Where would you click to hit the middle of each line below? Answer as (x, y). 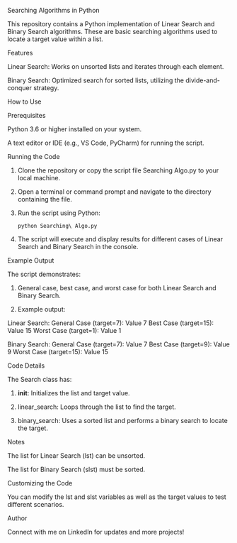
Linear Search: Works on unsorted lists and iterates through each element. (116, 66)
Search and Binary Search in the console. (78, 247)
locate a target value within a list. (56, 39)
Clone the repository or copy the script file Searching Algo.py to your (118, 170)
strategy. (46, 88)
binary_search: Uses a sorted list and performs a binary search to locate (122, 421)
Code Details (26, 366)
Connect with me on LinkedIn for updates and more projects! (96, 532)
